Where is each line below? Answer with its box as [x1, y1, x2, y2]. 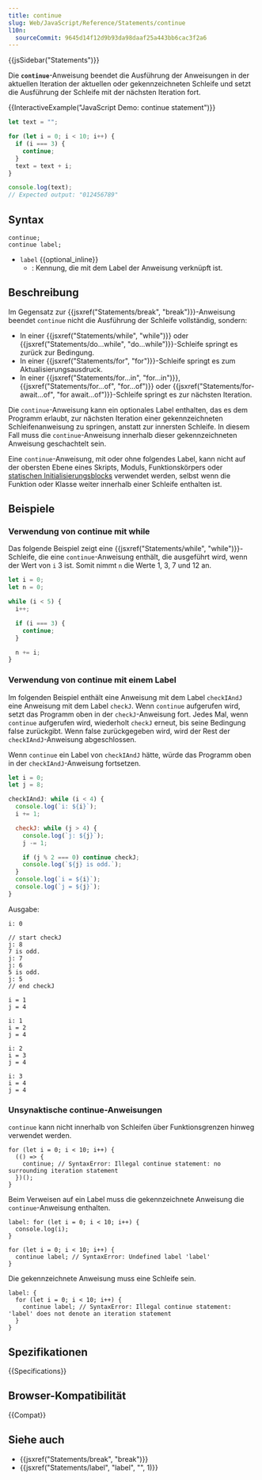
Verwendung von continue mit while [8, 526, 150, 537]
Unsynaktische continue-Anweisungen [8, 1104, 162, 1115]
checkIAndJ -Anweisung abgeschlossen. [8, 734, 137, 744]
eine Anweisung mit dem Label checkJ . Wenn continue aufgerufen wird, [8, 701, 241, 710]
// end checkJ [8, 982, 55, 990]
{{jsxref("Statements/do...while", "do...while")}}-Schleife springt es [19, 339, 238, 348]
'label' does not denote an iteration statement [8, 1310, 172, 1318]
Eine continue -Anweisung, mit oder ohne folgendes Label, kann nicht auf [8, 454, 246, 463]
